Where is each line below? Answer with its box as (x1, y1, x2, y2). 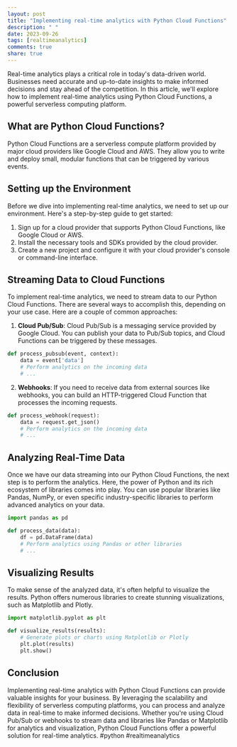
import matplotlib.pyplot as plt (7, 615, 106, 622)
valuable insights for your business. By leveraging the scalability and (7, 693, 208, 701)
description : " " (7, 23, 59, 31)
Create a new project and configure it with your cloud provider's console (17, 245, 231, 254)
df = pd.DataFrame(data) (20, 534, 94, 541)
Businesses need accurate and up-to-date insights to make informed (7, 77, 209, 85)
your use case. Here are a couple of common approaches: (7, 307, 178, 317)
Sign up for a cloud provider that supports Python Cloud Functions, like (17, 223, 226, 231)
